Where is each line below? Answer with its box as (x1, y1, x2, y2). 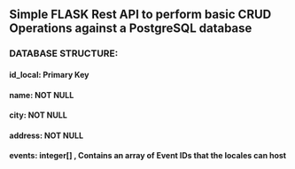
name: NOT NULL (9, 89, 74, 100)
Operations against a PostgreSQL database (9, 21, 252, 36)
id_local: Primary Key (9, 69, 89, 80)
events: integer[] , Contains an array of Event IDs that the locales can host (9, 150, 286, 161)
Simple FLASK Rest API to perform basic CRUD (9, 7, 272, 22)
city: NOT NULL (9, 110, 68, 120)
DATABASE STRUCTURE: (9, 48, 119, 60)
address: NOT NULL (9, 130, 84, 141)
